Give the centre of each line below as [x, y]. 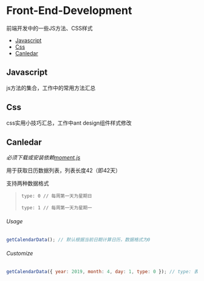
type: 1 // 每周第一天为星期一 [56, 208]
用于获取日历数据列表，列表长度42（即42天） [64, 170]
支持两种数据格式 [28, 184]
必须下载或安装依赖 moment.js [43, 158]
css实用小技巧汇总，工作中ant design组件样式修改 [69, 123]
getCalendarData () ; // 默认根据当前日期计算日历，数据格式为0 [78, 240]
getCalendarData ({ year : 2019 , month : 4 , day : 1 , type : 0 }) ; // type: [99, 271]
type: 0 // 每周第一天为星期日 [56, 196]
